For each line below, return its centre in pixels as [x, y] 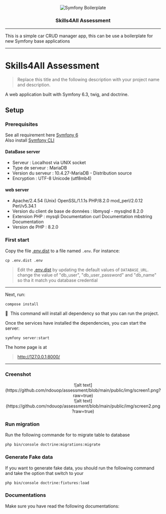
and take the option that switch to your [44, 473]
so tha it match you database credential [57, 280]
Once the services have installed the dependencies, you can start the [76, 323]
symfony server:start [27, 338]
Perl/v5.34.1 [24, 206]
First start [17, 240]
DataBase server [23, 152]
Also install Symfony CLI [30, 140]
